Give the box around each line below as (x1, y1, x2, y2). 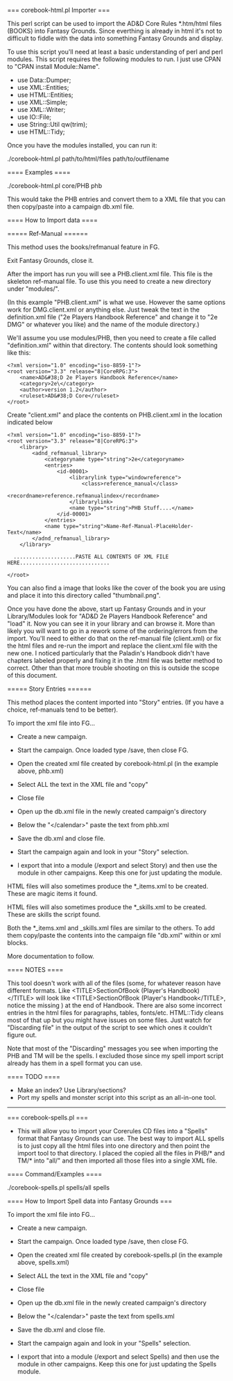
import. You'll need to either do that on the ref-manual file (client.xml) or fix (7, 634, 222, 642)
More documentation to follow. (7, 952, 95, 960)
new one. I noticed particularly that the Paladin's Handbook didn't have (7, 649, 210, 657)
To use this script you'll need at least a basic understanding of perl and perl (7, 48, 223, 56)
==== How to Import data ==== (7, 216, 98, 224)
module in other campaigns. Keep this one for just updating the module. (17, 869, 223, 877)
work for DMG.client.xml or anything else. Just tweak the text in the (7, 305, 200, 314)
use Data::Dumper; (17, 76, 71, 84)
